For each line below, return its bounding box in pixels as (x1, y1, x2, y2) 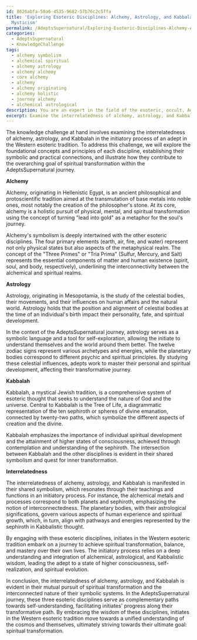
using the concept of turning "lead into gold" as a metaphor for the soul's (6, 214, 184, 221)
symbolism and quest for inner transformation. (6, 457, 118, 464)
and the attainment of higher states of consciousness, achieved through (6, 438, 180, 445)
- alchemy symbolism (11, 52, 62, 58)
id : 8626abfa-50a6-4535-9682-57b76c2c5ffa (6, 8, 111, 15)
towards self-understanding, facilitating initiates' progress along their (6, 602, 173, 609)
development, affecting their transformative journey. (6, 366, 132, 373)
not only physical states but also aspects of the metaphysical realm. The (6, 244, 181, 251)
